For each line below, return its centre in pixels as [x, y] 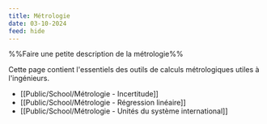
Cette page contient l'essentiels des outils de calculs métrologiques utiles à [134, 70]
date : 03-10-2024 [38, 24]
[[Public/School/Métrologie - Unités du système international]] [124, 111]
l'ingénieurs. [29, 79]
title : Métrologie [39, 16]
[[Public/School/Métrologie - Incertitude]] [89, 94]
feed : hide [27, 31]
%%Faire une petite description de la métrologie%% [96, 54]
